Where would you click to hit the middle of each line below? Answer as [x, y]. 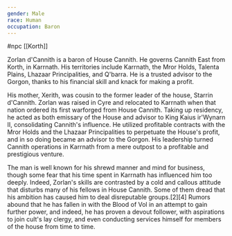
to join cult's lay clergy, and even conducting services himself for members [114, 219]
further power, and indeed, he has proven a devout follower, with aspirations [116, 212]
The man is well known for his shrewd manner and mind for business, [106, 168]
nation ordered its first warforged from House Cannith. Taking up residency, [115, 110]
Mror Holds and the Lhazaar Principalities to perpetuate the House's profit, [114, 132]
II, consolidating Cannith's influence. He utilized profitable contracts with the [116, 125]
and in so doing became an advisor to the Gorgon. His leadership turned [110, 140]
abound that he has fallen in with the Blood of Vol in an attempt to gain [107, 205]
